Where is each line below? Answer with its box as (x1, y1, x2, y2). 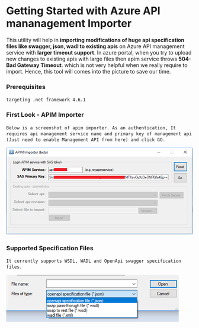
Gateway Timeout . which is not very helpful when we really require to (17, 61, 188, 69)
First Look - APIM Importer (6, 111, 84, 119)
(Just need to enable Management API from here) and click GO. (6, 136, 166, 143)
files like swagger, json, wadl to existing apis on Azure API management (6, 43, 185, 50)
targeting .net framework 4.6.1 (6, 97, 86, 103)
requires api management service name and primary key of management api (6, 130, 192, 137)
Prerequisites (6, 82, 46, 91)
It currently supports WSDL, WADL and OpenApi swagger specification (6, 258, 182, 264)
